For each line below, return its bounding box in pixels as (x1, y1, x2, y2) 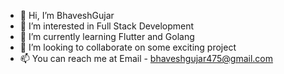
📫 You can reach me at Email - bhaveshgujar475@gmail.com (19, 53, 274, 64)
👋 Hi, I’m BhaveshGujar (19, 10, 115, 21)
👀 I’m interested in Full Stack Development (19, 20, 195, 32)
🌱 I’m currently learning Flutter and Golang (19, 31, 195, 42)
